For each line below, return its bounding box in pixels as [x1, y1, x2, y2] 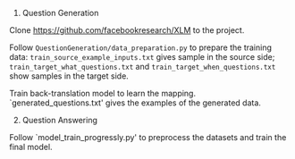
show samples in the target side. [9, 71, 130, 81]
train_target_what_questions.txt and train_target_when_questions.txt [9, 62, 276, 71]
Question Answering [21, 115, 98, 125]
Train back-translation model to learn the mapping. [9, 88, 197, 98]
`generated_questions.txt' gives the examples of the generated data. [9, 97, 262, 108]
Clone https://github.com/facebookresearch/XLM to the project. [9, 25, 245, 35]
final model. [9, 142, 53, 152]
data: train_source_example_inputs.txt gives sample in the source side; [9, 52, 275, 62]
